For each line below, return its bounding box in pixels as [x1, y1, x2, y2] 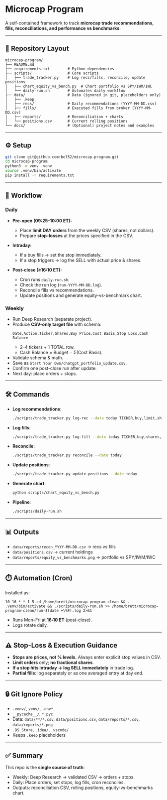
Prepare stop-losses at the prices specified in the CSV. [19, 233, 133, 239]
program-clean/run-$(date [5, 608, 59, 613]
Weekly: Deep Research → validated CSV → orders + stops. [12, 774, 135, 780]
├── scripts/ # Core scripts [5, 71, 99, 76]
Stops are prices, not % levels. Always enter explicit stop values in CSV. [12, 654, 161, 661]
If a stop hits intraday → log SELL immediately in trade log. [12, 665, 134, 671]
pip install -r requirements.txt [5, 173, 75, 178]
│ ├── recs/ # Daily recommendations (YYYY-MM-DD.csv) [5, 101, 157, 106]
